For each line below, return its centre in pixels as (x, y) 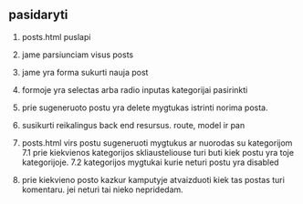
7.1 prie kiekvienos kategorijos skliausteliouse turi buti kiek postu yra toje (157, 152)
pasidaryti (38, 15)
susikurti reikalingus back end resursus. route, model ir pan (133, 125)
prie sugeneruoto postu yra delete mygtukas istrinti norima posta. (145, 107)
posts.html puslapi (56, 36)
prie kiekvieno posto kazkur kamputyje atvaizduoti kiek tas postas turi (153, 179)
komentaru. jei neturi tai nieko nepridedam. (102, 189)
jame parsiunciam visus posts (78, 55)
